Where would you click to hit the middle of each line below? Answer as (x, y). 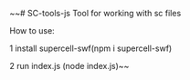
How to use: (32, 30)
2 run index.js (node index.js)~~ (69, 66)
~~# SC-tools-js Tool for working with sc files (95, 13)
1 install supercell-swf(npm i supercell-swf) (91, 48)
